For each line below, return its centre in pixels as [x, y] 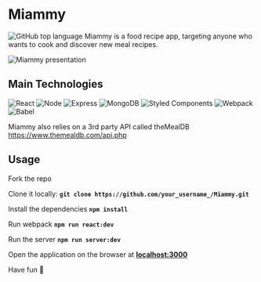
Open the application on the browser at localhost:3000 [98, 254]
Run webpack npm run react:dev [61, 224]
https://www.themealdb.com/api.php [67, 135]
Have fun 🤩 [26, 269]
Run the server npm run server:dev [65, 239]
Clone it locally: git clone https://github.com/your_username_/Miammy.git [129, 193]
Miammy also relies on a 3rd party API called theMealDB [99, 126]
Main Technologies [56, 84]
